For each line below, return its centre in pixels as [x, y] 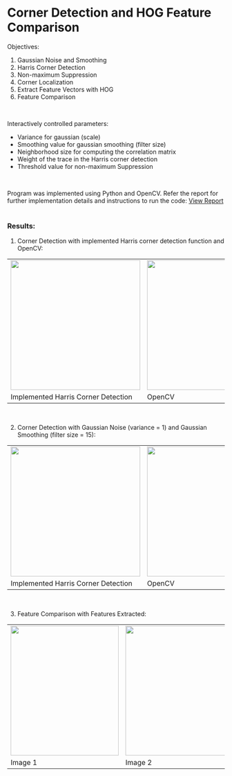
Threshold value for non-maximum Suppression [85, 166]
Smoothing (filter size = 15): [56, 435]
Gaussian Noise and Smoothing [62, 60]
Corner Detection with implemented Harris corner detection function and [120, 241]
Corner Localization [45, 82]
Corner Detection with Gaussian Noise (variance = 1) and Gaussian [112, 428]
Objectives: [23, 46]
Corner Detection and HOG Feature [109, 13]
